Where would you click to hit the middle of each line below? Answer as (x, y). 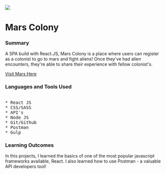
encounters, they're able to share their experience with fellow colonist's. (79, 64)
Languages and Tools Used (38, 87)
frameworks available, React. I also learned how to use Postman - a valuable (83, 161)
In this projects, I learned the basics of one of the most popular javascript (80, 156)
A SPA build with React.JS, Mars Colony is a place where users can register (82, 54)
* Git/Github (21, 122)
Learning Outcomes (29, 145)
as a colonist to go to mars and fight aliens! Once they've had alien (73, 59)
